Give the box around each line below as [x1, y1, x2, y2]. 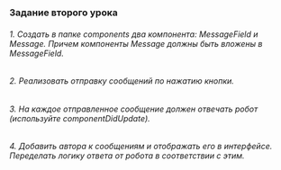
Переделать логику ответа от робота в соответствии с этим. [9, 150, 245, 161]
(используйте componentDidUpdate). [9, 112, 150, 123]
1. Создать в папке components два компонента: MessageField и [9, 29, 258, 40]
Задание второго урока [9, 6, 119, 19]
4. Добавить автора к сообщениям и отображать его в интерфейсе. [9, 141, 273, 152]
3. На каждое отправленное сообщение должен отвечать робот [9, 103, 258, 114]
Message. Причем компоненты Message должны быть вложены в [9, 38, 263, 49]
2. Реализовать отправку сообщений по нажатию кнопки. [9, 76, 234, 86]
